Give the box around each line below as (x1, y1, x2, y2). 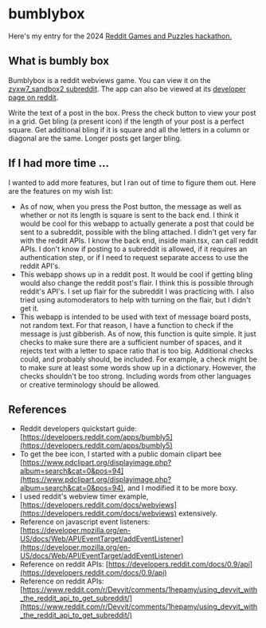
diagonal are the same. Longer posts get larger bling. (8, 133, 182, 143)
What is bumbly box (8, 54, 110, 68)
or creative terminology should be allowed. (19, 380, 161, 389)
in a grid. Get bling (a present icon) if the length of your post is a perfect (8, 117, 244, 126)
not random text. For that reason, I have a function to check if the (19, 320, 233, 330)
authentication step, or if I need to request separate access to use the (19, 252, 249, 262)
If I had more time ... (8, 156, 110, 170)
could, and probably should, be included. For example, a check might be (19, 354, 257, 364)
